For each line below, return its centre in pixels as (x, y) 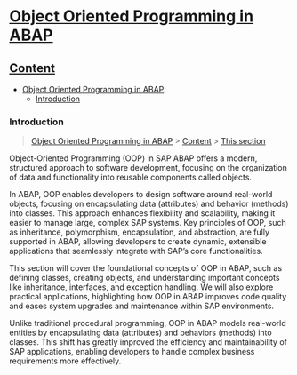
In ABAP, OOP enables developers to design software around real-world (141, 195)
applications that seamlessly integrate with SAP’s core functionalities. (136, 251)
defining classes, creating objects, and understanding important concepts (144, 278)
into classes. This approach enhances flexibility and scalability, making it (142, 213)
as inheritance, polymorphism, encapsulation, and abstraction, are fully (139, 232)
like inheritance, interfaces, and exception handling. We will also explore (141, 287)
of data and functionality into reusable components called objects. (130, 177)
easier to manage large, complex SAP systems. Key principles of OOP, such (148, 223)
